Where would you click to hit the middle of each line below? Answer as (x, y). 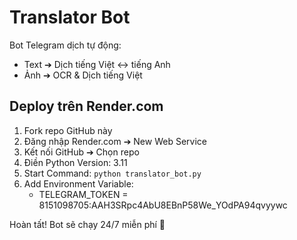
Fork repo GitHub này (68, 130)
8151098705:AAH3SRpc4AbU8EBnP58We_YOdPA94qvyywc (163, 205)
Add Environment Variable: (78, 183)
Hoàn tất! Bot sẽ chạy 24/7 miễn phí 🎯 (87, 224)
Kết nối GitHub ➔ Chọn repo (81, 152)
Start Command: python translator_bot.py (112, 173)
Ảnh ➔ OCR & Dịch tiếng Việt (83, 75)
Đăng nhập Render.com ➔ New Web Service (115, 141)
